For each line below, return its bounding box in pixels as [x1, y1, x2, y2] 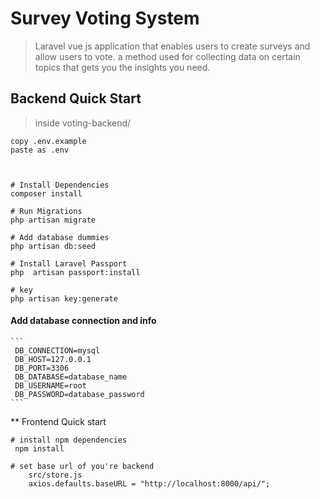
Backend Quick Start [10, 90, 142, 107]
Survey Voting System [10, 7, 200, 30]
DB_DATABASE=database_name [14, 372, 128, 382]
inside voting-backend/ [34, 117, 132, 129]
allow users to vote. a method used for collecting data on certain [34, 50, 301, 62]
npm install [14, 443, 65, 454]
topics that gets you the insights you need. [34, 61, 211, 73]
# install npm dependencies [10, 435, 128, 445]
